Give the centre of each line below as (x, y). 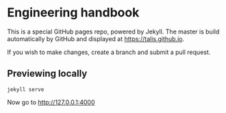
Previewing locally (47, 74)
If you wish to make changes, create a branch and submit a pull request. (109, 52)
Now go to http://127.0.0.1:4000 (51, 102)
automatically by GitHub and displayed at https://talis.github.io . (96, 38)
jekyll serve (26, 89)
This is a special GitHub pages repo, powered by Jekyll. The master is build (113, 32)
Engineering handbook (73, 13)
